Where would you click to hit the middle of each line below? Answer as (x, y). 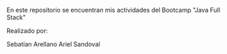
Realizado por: (27, 31)
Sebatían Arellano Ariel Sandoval (53, 44)
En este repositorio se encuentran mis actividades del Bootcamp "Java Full (113, 10)
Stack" (16, 17)
